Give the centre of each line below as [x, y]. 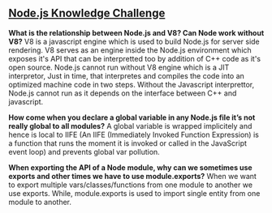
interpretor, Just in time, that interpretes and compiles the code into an [127, 75]
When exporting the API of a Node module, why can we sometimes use [131, 167]
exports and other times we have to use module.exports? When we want [133, 176]
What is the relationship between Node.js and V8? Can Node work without [136, 32]
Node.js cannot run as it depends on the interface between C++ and [123, 93]
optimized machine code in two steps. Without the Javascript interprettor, [132, 84]
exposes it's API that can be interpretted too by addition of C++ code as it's [135, 58]
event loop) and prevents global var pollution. [84, 151]
